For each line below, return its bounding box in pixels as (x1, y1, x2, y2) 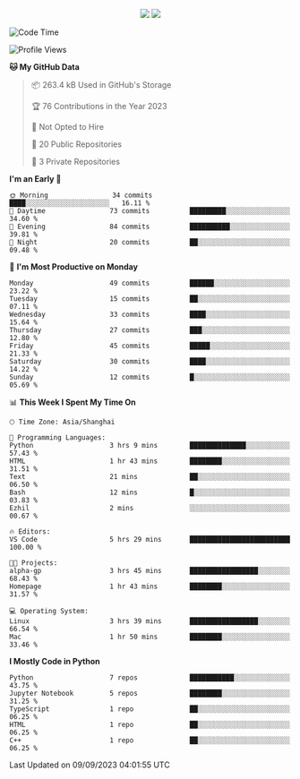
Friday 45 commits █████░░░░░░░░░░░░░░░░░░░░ (9, 341, 291, 350)
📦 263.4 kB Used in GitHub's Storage (30, 80, 172, 90)
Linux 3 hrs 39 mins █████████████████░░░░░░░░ (9, 617, 291, 626)
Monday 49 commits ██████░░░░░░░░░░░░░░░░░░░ (9, 278, 291, 287)
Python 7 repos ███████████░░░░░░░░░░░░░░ (9, 673, 291, 682)
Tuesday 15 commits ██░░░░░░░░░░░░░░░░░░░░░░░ (9, 295, 291, 304)
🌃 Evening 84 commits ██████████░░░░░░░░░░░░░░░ (9, 222, 291, 231)
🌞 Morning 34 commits (9, 191, 153, 200)
